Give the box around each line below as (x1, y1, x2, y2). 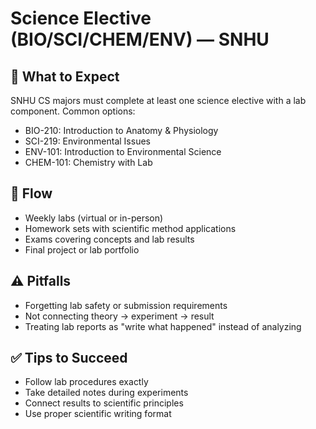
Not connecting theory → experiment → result (24, 310, 215, 322)
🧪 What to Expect (10, 68, 120, 85)
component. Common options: (10, 105, 136, 117)
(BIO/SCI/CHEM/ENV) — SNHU (10, 28, 270, 51)
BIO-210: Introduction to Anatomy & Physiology (24, 125, 219, 136)
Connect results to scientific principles (24, 397, 184, 409)
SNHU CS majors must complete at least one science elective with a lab (10, 95, 307, 106)
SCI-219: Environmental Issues (24, 135, 151, 147)
